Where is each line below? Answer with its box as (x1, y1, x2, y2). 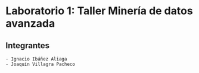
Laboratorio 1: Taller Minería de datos (5, 4, 193, 18)
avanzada (5, 17, 55, 30)
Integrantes (5, 40, 50, 50)
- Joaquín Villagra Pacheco (5, 61, 76, 67)
